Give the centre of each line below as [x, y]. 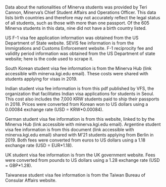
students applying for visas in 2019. [41, 79]
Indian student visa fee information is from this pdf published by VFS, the [80, 88]
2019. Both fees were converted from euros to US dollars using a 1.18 [75, 140]
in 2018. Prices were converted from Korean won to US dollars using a [77, 104]
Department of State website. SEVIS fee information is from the [70, 43]
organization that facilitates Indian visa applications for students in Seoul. [80, 94]
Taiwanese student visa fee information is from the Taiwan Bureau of [75, 175]
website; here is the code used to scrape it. [49, 59]
